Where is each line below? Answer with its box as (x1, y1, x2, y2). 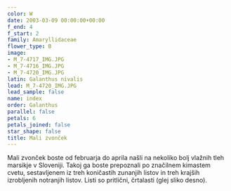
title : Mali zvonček (7, 134, 68, 141)
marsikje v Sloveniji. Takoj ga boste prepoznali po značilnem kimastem (7, 161, 211, 169)
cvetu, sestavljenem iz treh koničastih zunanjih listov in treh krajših (7, 169, 200, 177)
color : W (7, 10, 33, 18)
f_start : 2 (7, 29, 39, 37)
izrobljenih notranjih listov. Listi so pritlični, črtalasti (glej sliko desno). (7, 176, 207, 185)
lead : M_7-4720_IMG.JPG (7, 82, 77, 89)
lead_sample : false (7, 88, 65, 95)
